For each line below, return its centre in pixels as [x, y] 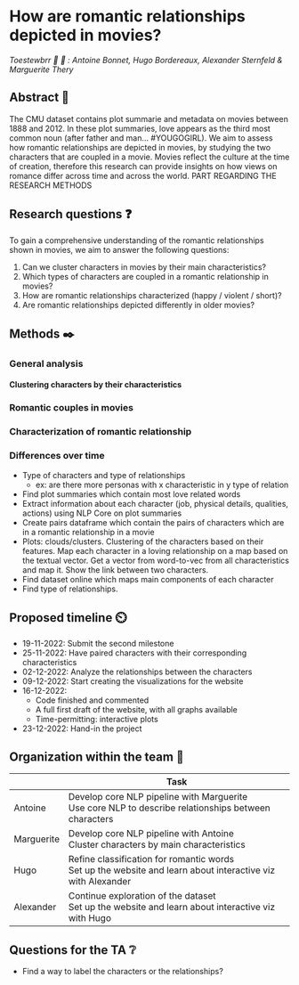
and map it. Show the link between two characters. [115, 570]
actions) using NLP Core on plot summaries [102, 513]
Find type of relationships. [70, 589]
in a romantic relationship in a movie [88, 532]
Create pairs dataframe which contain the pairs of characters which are [153, 522]
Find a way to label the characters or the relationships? [123, 972]
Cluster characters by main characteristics [157, 845]
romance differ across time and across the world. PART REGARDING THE [143, 175]
